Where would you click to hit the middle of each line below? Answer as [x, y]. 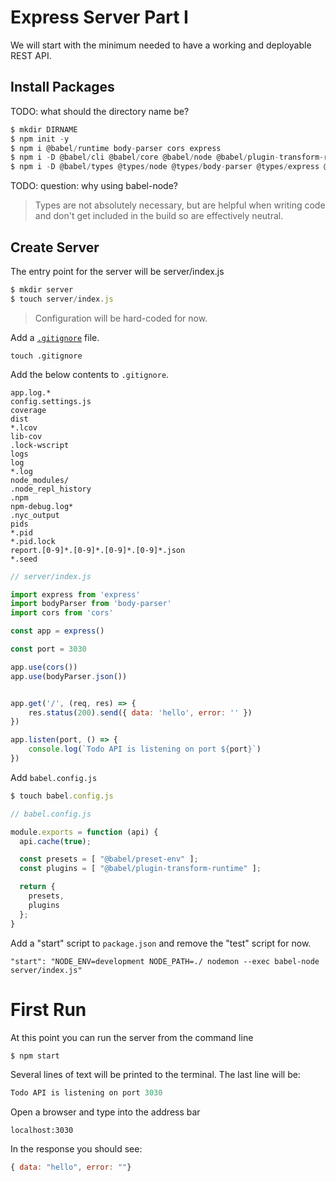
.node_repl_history [51, 489]
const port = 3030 [48, 649]
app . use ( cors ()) [44, 667]
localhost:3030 [42, 1131]
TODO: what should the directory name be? [100, 111]
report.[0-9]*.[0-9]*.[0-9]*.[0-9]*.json [98, 550]
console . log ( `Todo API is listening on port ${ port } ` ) [145, 749]
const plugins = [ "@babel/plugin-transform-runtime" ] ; [140, 869]
